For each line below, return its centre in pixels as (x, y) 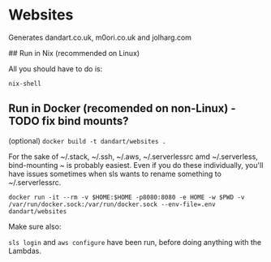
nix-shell (25, 84)
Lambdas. (25, 251)
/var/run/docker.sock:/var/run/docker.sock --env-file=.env (112, 204)
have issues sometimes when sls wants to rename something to (115, 174)
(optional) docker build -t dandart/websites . (87, 140)
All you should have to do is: (56, 69)
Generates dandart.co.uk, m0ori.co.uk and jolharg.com (100, 37)
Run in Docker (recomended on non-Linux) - (122, 108)
